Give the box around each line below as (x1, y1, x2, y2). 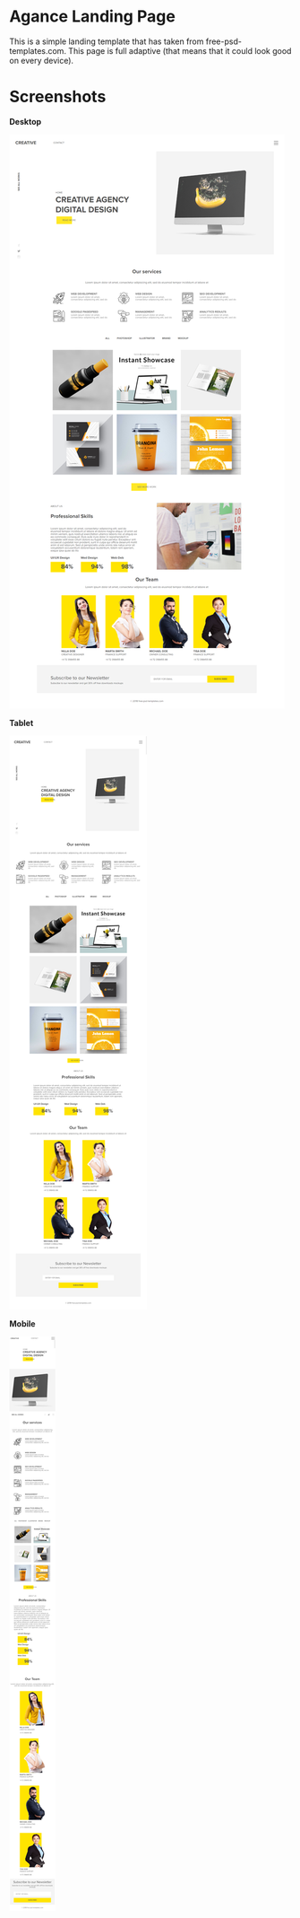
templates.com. (9, 45, 67, 56)
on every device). (9, 55, 74, 66)
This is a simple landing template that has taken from (9, 36, 204, 47)
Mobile (9, 1318, 36, 1329)
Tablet (9, 717, 34, 728)
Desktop (9, 116, 42, 127)
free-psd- (205, 36, 242, 47)
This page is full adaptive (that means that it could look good (68, 45, 292, 56)
